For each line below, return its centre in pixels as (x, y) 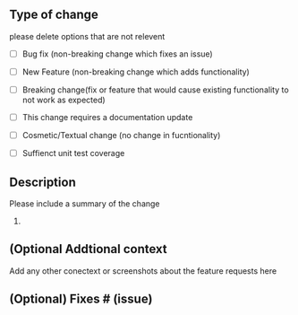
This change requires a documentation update (107, 117)
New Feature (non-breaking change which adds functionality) (136, 72)
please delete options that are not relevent (87, 36)
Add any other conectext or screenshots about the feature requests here (143, 271)
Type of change (54, 15)
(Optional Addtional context (88, 249)
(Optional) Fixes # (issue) (81, 299)
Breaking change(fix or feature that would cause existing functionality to (155, 90)
